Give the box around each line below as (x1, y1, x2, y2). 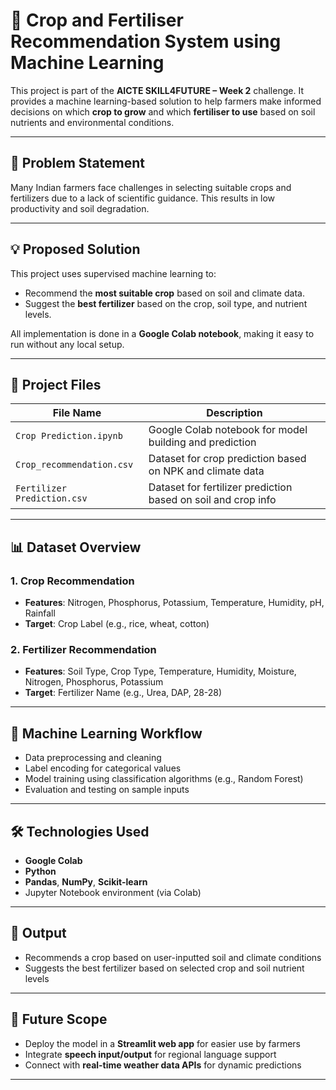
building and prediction (148, 435, 257, 449)
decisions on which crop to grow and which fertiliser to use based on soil (10, 105, 316, 118)
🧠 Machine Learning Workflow (10, 725, 203, 742)
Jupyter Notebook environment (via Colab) (24, 886, 202, 898)
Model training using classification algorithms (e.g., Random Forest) (24, 773, 304, 785)
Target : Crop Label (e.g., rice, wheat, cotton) (24, 618, 210, 630)
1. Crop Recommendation (10, 574, 135, 588)
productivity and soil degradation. (10, 202, 150, 214)
